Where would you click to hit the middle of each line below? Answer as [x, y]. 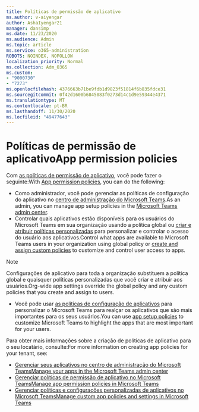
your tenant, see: [27, 353]
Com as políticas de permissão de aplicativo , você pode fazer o [84, 176]
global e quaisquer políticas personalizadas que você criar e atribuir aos [94, 280]
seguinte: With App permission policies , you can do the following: [86, 182]
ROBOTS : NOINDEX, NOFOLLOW [40, 56]
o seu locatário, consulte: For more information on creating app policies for [97, 347]
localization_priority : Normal [45, 61]
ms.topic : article [29, 45]
